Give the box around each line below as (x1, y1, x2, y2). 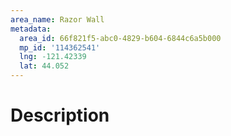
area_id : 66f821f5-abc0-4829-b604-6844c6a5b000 (19, 33, 222, 43)
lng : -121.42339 (19, 52, 87, 62)
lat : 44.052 (19, 61, 70, 71)
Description (10, 104, 110, 127)
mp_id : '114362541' (19, 42, 101, 53)
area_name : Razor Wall (10, 14, 105, 25)
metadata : (10, 24, 52, 34)
